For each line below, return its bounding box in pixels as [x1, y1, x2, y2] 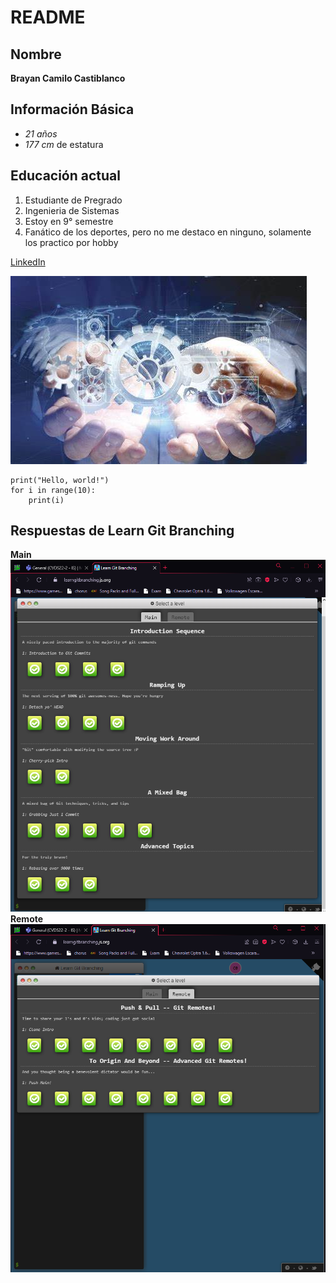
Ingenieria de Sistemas [24, 204, 120, 216]
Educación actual [10, 167, 121, 185]
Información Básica [10, 101, 135, 118]
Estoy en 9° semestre [24, 215, 114, 227]
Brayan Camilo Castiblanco [10, 72, 126, 84]
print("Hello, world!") [10, 475, 110, 485]
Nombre [10, 46, 62, 63]
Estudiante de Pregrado [24, 194, 123, 206]
